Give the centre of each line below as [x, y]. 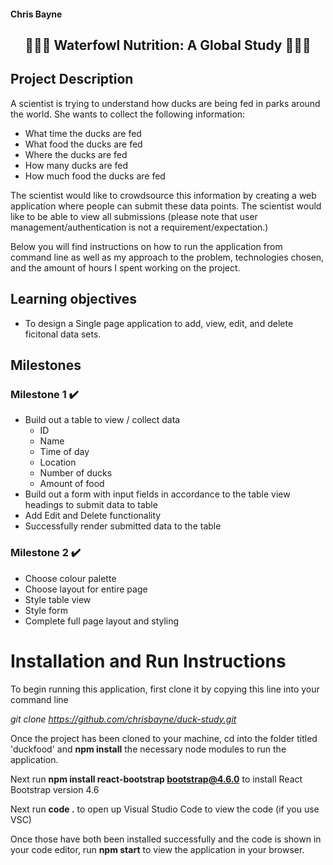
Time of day [64, 452]
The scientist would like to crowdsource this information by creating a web [163, 195]
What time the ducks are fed [83, 133]
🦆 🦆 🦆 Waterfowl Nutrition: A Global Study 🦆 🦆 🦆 [168, 45]
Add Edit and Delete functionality [93, 516]
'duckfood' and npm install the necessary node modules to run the [148, 749]
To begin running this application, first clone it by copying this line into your [165, 689]
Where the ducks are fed [76, 154]
